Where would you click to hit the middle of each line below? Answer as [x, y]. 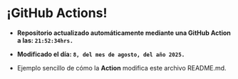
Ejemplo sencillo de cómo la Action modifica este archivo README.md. [121, 68]
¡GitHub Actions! [57, 13]
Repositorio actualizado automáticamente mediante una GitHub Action [124, 33]
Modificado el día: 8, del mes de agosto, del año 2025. [101, 54]
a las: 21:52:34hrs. [45, 40]
